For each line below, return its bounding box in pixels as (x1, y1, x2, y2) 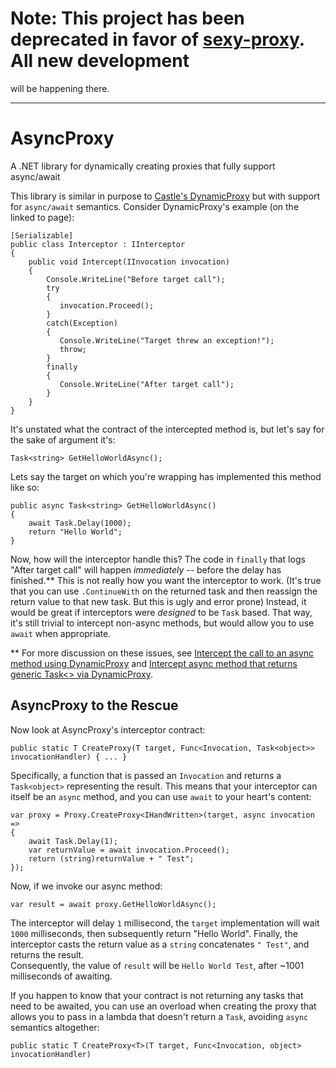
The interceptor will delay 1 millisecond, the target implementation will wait (10, 917, 320, 929)
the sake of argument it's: (10, 433, 116, 446)
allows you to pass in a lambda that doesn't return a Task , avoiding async (10, 1010, 309, 1022)
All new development (10, 50, 190, 72)
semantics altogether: (10, 1021, 100, 1033)
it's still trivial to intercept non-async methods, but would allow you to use (10, 617, 315, 629)
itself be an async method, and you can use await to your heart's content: (10, 790, 312, 802)
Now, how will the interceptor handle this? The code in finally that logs (10, 553, 306, 565)
